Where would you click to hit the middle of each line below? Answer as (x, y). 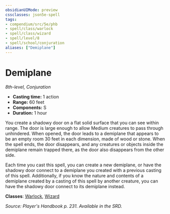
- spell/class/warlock (29, 29)
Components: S (29, 108)
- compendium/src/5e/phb (31, 24)
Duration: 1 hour (30, 113)
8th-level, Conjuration (28, 87)
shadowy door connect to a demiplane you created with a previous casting (83, 170)
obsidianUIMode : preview (31, 10)
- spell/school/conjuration (35, 43)
